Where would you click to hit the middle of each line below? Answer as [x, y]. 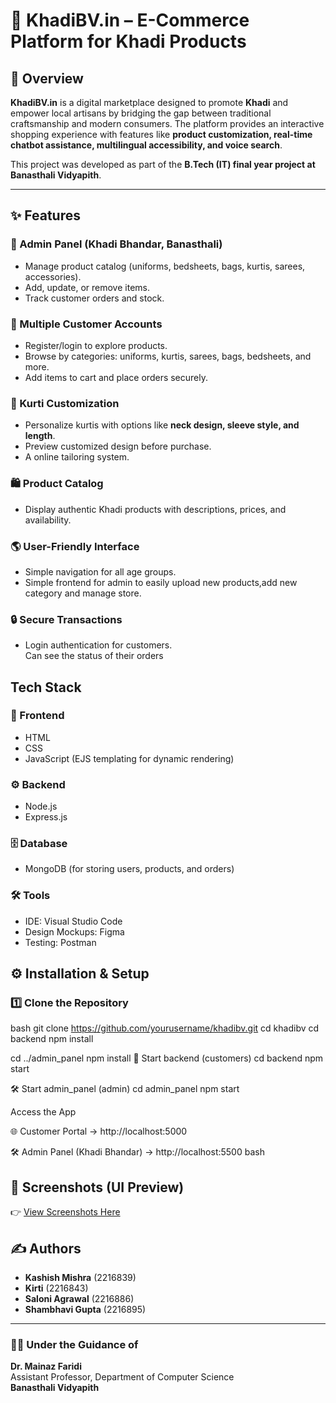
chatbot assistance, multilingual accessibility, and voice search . [146, 145]
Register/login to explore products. [96, 345]
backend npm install [52, 1039]
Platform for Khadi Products [128, 41]
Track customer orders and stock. [94, 298]
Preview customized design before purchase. [118, 446]
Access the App [43, 1112]
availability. [48, 520]
